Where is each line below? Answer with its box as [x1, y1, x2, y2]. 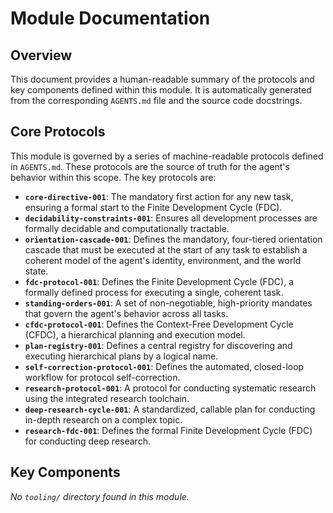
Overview [10, 47, 73, 64]
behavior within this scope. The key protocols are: [10, 171, 217, 183]
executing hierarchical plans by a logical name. [24, 350, 219, 362]
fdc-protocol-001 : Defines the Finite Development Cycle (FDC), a [24, 275, 295, 287]
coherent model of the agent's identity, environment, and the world [24, 254, 302, 266]
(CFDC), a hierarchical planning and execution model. [24, 328, 246, 341]
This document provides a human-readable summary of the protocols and [10, 73, 315, 85]
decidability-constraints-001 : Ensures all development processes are [24, 212, 318, 224]
